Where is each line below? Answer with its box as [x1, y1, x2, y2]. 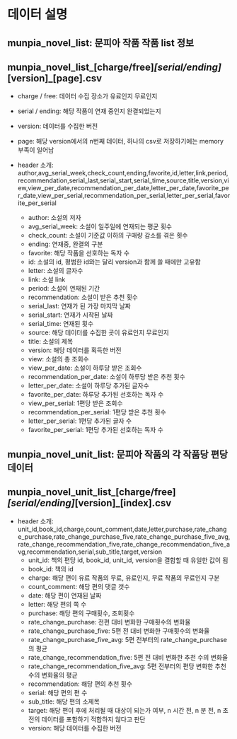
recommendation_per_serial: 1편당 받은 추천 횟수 [28, 408, 166, 417]
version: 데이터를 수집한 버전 [17, 122, 98, 131]
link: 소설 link [28, 275, 66, 284]
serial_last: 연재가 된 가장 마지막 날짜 [28, 302, 131, 310]
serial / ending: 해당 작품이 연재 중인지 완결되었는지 [17, 107, 161, 115]
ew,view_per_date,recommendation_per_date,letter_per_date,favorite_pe [17, 184, 229, 192]
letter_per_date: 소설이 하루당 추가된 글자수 [28, 381, 150, 390]
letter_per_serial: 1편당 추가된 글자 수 [28, 417, 132, 425]
